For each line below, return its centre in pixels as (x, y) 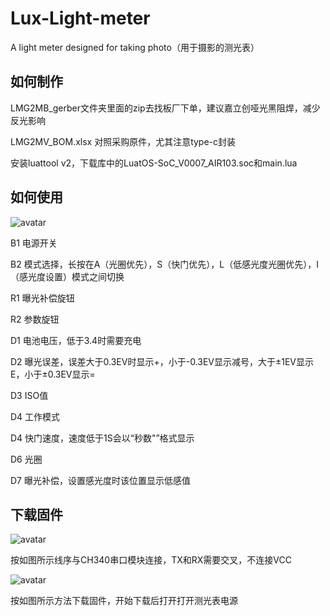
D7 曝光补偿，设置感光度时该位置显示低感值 (100, 480)
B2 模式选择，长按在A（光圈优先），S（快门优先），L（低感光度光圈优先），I (164, 264)
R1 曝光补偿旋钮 (42, 298)
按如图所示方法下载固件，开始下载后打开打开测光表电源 (124, 601)
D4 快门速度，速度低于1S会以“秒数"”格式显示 (102, 438)
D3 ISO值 (29, 395)
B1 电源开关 (34, 243)
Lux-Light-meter (80, 18)
